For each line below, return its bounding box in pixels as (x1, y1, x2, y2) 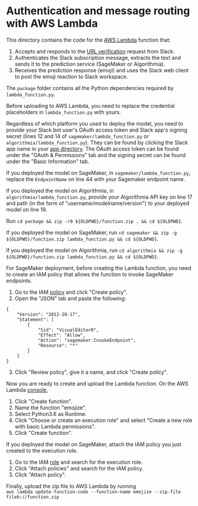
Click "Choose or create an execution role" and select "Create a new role (14, 417, 193, 424)
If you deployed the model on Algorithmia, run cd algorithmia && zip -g (6, 246, 183, 254)
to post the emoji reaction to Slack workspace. (14, 73, 128, 80)
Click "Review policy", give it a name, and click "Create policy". (14, 369, 168, 376)
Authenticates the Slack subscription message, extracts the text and (14, 54, 181, 61)
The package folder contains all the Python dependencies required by (6, 84, 174, 91)
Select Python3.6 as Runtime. (14, 410, 87, 417)
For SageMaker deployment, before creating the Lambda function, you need (6, 264, 191, 271)
